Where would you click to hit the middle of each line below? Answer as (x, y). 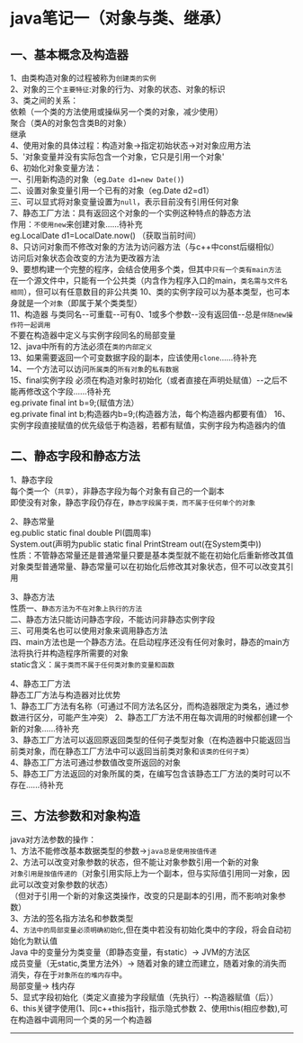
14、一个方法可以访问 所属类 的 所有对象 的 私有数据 (94, 369)
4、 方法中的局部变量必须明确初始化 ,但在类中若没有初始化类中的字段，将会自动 (147, 930)
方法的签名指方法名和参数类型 (78, 918)
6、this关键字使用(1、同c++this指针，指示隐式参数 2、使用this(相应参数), (145, 1008)
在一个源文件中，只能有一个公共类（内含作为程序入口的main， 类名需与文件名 (149, 281)
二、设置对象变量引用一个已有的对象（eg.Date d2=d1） (112, 190)
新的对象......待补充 (45, 728)
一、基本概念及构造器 (69, 54)
